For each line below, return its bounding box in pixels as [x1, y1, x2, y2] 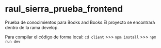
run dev [5, 39, 21, 44]
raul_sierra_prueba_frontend [5, 3, 123, 15]
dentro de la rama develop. [5, 24, 59, 30]
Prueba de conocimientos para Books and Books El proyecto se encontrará [5, 19, 155, 25]
